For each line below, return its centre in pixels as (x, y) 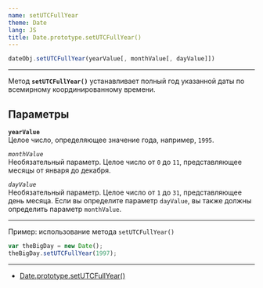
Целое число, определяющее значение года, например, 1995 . (111, 140)
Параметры (39, 114)
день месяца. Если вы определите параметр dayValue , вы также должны (130, 200)
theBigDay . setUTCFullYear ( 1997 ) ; (63, 253)
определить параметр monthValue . (65, 209)
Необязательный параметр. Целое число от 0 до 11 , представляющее (125, 162)
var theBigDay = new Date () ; (56, 246)
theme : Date (27, 23)
